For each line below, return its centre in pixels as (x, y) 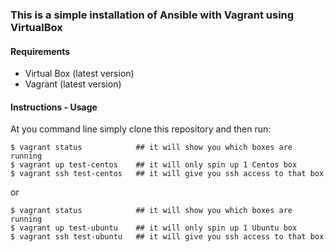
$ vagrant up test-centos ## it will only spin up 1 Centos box (154, 165)
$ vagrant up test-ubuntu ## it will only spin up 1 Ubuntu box (154, 228)
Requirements (40, 51)
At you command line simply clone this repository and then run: (141, 129)
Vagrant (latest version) (73, 84)
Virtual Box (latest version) (79, 74)
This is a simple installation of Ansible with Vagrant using (152, 15)
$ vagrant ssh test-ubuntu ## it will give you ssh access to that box (167, 237)
